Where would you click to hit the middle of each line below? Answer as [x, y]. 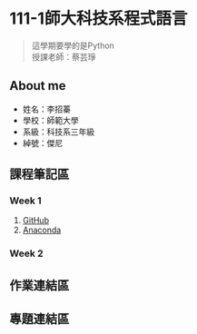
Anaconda [42, 230]
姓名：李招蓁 [46, 109]
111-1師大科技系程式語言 [98, 19]
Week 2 [26, 253]
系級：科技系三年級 [59, 132]
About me [38, 86]
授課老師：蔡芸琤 [64, 56]
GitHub [36, 221]
